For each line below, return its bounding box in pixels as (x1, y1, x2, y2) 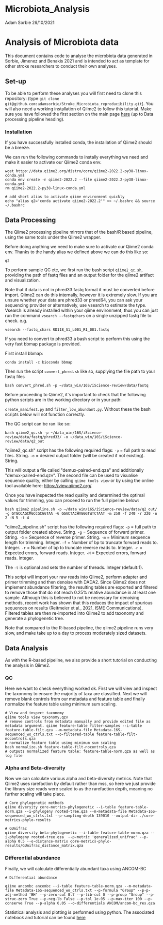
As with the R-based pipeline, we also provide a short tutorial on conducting (5, 657, 157, 663)
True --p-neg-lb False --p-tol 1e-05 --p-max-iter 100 (29, 896, 142, 901)
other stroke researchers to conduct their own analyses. (5, 63, 117, 69)
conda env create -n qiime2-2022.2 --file (5, 177, 92, 182)
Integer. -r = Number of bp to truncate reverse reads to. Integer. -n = (5, 544, 143, 550)
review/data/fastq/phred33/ (5, 434, 62, 440)
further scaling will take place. (5, 791, 65, 797)
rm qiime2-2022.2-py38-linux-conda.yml (5, 185, 86, 191)
